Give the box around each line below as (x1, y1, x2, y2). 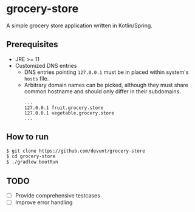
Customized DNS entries (15, 62, 77, 69)
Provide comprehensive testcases (15, 192, 100, 199)
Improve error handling (15, 199, 73, 206)
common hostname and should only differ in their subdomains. (24, 87, 181, 95)
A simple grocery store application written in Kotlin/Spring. (6, 22, 153, 29)
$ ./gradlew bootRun (6, 159, 59, 165)
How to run (6, 132, 49, 142)
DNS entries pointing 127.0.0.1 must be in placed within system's (24, 68, 189, 76)
